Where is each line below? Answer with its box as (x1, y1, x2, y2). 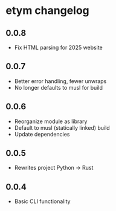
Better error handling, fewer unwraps (14, 77, 107, 85)
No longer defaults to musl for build (14, 84, 103, 91)
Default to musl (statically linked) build (14, 124, 110, 131)
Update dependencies (14, 130, 70, 138)
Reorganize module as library (14, 118, 88, 125)
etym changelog (5, 4, 90, 18)
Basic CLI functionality (14, 198, 71, 205)
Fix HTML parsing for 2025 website (14, 44, 103, 51)
